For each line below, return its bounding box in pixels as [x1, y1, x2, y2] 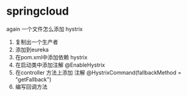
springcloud [6, 4, 69, 18]
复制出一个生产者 [15, 38, 58, 45]
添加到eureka [15, 46, 49, 53]
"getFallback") [15, 75, 52, 83]
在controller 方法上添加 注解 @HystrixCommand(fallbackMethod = [15, 68, 182, 76]
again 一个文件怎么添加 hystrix [6, 25, 83, 32]
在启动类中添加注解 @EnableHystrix [15, 61, 105, 68]
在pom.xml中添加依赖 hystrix [15, 53, 88, 61]
